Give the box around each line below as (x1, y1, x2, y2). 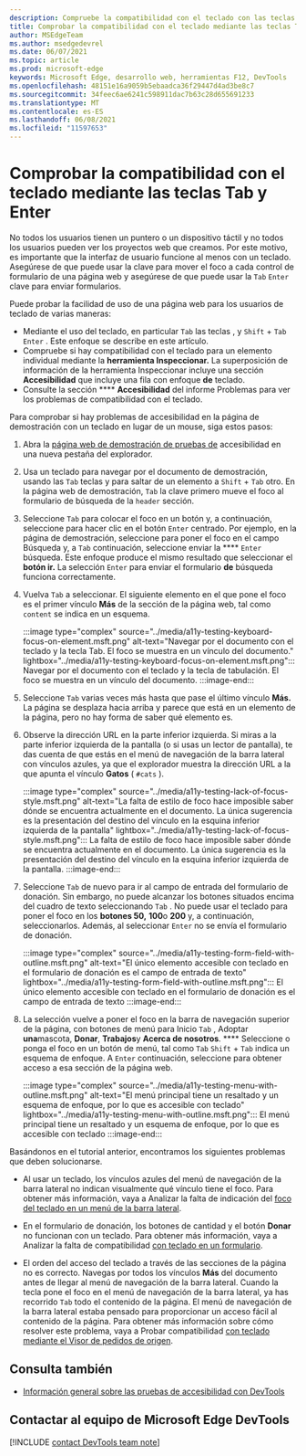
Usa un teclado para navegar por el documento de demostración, (22, 466, 269, 477)
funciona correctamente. (22, 571, 117, 582)
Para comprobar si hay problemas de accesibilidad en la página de (9, 411, 260, 422)
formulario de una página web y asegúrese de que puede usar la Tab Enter (9, 270, 290, 281)
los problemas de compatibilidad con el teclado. (22, 394, 203, 405)
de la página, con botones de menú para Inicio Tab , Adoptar (22, 1023, 249, 1034)
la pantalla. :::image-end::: (22, 863, 121, 874)
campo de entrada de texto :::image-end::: (22, 996, 182, 1007)
